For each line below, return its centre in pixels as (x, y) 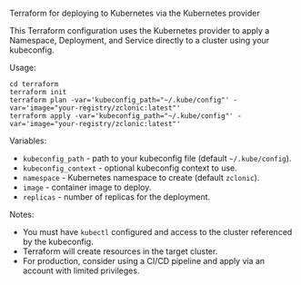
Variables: (28, 141)
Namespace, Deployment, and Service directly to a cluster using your (140, 40)
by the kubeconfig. (58, 241)
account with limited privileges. (81, 270)
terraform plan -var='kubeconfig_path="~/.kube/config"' (120, 100)
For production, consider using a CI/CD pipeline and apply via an (144, 261)
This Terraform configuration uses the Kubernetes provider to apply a (140, 30)
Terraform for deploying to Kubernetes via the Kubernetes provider (135, 13)
